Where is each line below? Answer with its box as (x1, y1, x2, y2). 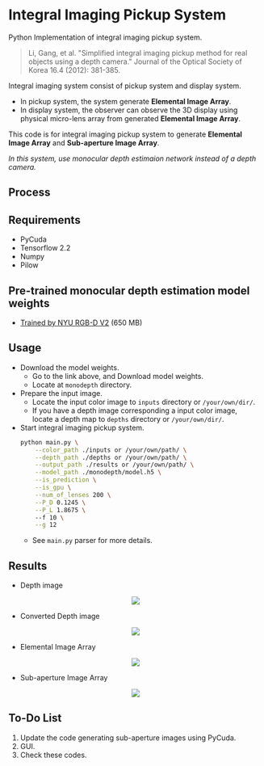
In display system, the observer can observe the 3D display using (19, 105, 238, 115)
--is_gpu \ (35, 483, 72, 492)
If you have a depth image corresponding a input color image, (31, 406, 238, 415)
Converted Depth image (19, 612, 100, 621)
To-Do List (8, 711, 62, 725)
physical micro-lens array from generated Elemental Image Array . (19, 113, 241, 123)
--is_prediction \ (35, 476, 97, 484)
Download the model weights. (19, 362, 119, 372)
